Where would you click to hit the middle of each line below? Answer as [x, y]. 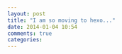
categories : [25, 40]
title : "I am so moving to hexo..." [61, 20]
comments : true [30, 33]
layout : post [27, 14]
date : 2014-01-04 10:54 [43, 27]
